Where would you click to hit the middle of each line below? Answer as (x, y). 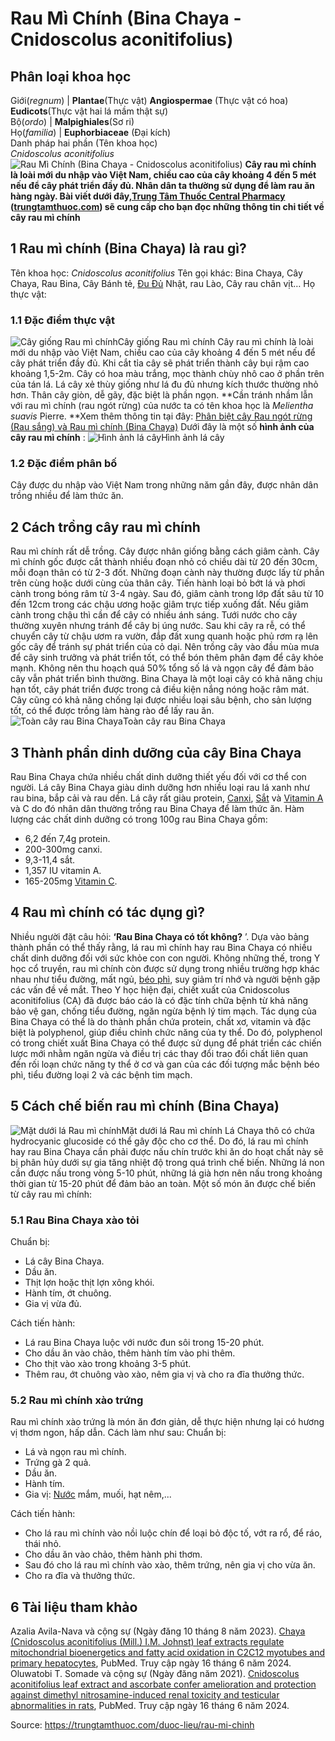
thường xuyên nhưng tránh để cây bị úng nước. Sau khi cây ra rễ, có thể (158, 626)
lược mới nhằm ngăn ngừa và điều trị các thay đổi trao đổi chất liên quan (159, 1053)
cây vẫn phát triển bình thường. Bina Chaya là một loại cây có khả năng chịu (166, 679)
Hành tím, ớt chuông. (68, 1293)
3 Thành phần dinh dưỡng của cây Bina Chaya (156, 752)
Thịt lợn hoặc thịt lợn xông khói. (89, 1282)
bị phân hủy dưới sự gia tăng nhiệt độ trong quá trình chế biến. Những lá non (167, 1162)
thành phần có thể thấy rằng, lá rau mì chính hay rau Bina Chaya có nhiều (161, 947)
